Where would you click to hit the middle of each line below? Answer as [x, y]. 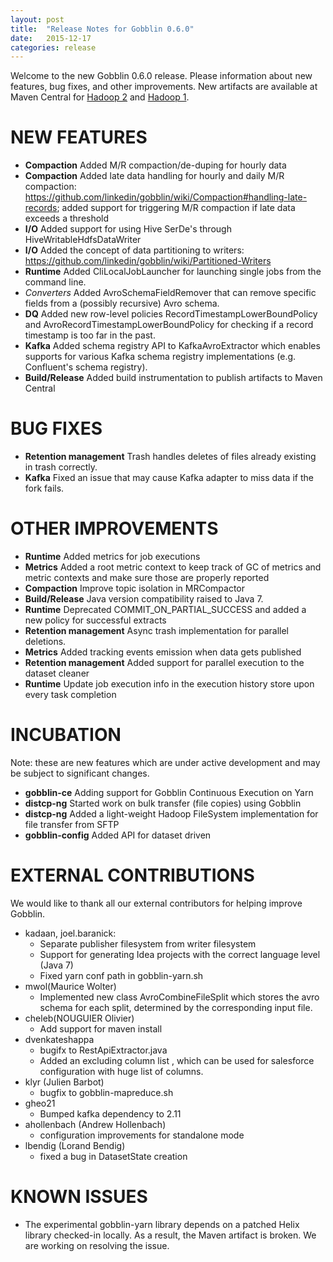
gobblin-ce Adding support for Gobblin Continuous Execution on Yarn [169, 792]
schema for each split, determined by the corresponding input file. [176, 1007]
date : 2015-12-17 [51, 38]
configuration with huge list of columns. [121, 1071]
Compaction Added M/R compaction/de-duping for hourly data [155, 165]
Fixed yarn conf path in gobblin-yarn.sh [121, 975]
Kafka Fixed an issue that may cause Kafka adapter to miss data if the [169, 478]
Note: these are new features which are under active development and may [165, 762]
